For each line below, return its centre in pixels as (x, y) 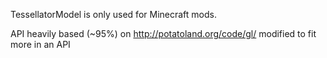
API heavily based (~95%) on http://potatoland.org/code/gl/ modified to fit (163, 33)
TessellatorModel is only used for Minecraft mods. (113, 14)
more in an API (40, 44)
